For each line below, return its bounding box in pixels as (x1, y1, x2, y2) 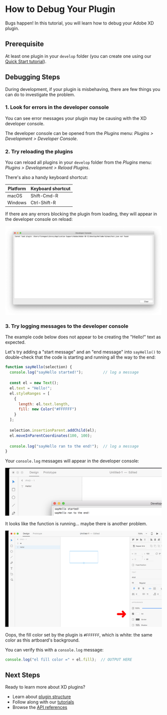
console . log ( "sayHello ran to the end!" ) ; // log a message (9, 444, 139, 449)
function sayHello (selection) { (5, 365, 72, 370)
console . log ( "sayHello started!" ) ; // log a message (9, 370, 139, 375)
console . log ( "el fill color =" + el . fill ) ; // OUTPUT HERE (5, 657, 133, 662)
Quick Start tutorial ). (5, 58, 47, 64)
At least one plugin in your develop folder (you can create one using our (5, 53, 152, 59)
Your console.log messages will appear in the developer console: (5, 458, 139, 464)
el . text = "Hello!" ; (9, 386, 52, 391)
